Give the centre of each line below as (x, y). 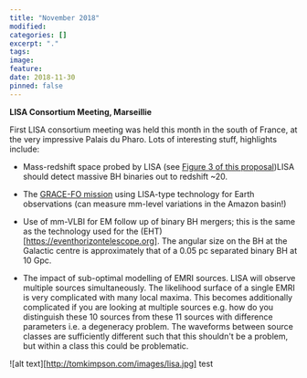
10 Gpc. (37, 260)
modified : (28, 26)
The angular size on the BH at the (224, 241)
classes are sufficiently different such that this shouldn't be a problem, (155, 336)
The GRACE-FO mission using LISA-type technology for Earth (138, 194)
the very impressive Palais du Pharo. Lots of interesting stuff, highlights (143, 139)
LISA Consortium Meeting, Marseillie (81, 111)
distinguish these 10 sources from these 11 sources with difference (148, 317)
